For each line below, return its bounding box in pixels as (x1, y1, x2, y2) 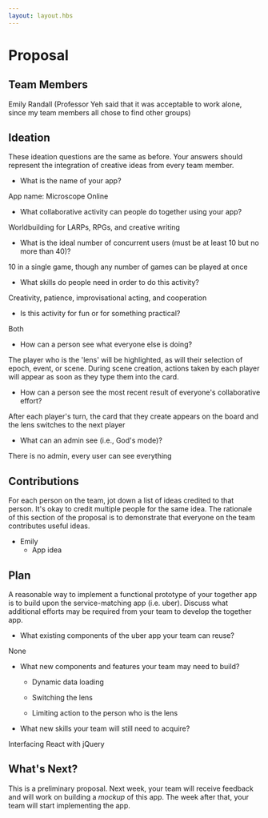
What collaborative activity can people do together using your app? (19, 207, 242, 217)
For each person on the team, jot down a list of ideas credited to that (8, 495, 234, 505)
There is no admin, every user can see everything (8, 451, 172, 461)
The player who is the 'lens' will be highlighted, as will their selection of (8, 355, 243, 365)
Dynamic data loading (31, 677, 104, 687)
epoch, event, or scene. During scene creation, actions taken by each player (8, 363, 260, 373)
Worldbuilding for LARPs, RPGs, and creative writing (8, 223, 180, 232)
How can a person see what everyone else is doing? (19, 339, 193, 349)
